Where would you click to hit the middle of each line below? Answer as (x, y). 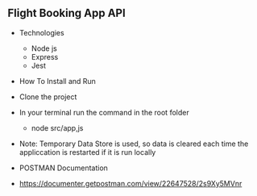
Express (45, 56)
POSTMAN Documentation (63, 168)
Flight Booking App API (66, 13)
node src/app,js (57, 127)
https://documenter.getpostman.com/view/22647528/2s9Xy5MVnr (131, 183)
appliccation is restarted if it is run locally (87, 152)
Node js (44, 48)
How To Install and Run (57, 81)
